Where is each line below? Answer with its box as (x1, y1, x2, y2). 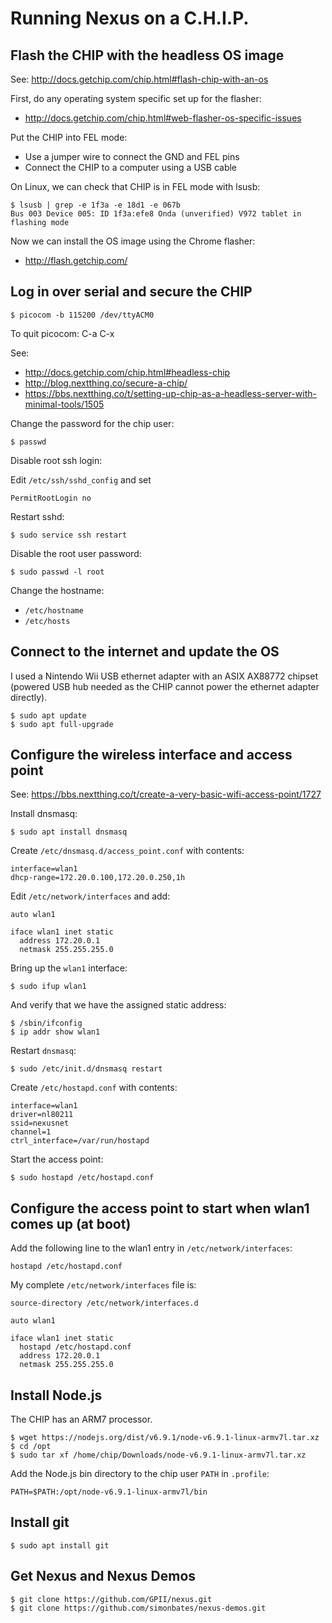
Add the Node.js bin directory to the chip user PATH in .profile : (10, 1468, 270, 1480)
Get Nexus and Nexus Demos (10, 1568, 197, 1585)
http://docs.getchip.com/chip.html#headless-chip (24, 366, 231, 378)
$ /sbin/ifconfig (10, 1018, 83, 1029)
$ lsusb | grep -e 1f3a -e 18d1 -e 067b (10, 200, 182, 210)
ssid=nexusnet (10, 1118, 70, 1129)
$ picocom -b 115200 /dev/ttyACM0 (10, 310, 155, 320)
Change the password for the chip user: (10, 417, 175, 429)
